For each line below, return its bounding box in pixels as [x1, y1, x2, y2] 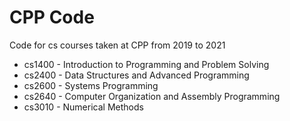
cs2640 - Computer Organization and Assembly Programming [23, 90, 281, 102]
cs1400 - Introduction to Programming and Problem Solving [23, 58, 270, 70]
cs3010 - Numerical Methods [23, 101, 144, 113]
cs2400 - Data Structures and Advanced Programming [23, 69, 250, 81]
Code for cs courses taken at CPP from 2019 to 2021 [9, 39, 226, 51]
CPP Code [9, 6, 95, 29]
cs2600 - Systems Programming [23, 79, 159, 91]
